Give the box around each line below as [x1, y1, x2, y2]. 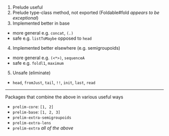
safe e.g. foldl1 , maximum [12, 60, 64, 66]
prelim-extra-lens [12, 120, 51, 125]
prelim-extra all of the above [12, 125, 74, 131]
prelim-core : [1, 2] [12, 104, 54, 109]
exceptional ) [12, 15, 39, 21]
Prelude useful [12, 5, 43, 10]
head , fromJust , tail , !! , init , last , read [12, 80, 96, 85]
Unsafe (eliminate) [12, 70, 51, 76]
